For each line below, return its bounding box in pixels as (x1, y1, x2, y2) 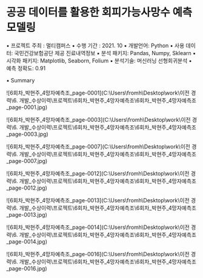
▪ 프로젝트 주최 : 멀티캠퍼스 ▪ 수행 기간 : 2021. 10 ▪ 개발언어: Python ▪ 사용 (6, 42, 185, 49)
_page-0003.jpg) (6, 130, 48, 137)
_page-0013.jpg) (6, 211, 47, 218)
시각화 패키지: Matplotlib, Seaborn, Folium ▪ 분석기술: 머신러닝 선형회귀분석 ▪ (6, 57, 192, 64)
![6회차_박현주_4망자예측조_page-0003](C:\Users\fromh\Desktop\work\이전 (6, 116, 191, 123)
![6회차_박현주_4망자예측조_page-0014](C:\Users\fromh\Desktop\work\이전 (6, 223, 190, 231)
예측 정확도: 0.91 (6, 64, 46, 71)
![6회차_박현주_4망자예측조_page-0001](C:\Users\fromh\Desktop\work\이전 (6, 89, 190, 96)
